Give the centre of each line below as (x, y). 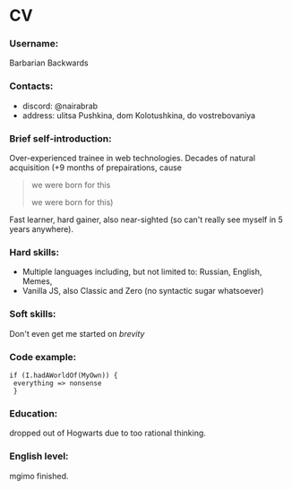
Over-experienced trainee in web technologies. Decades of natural (133, 159)
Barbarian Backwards (49, 63)
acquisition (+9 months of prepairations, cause (95, 168)
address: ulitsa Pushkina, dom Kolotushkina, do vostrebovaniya (139, 115)
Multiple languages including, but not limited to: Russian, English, (142, 272)
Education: (34, 413)
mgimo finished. (39, 476)
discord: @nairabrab (60, 106)
